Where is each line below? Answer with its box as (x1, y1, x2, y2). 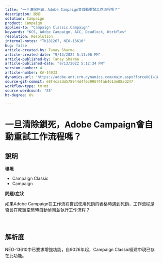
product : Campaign (5, 20, 42, 26)
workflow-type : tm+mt (5, 83, 49, 89)
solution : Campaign (5, 16, 45, 21)
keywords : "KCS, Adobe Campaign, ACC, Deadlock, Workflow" (5, 30, 127, 34)
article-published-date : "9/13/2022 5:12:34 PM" (5, 61, 105, 66)
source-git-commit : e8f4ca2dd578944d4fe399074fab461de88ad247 (5, 79, 133, 84)
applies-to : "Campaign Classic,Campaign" (5, 25, 90, 30)
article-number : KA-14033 (5, 70, 57, 75)
